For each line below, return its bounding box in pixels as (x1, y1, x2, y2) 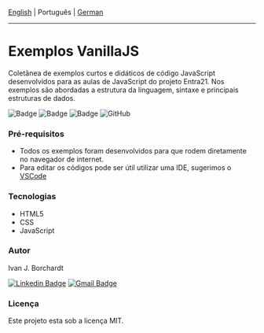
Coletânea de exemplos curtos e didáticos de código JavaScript (8, 68, 216, 78)
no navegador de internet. (19, 154, 104, 165)
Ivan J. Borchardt (8, 263, 64, 272)
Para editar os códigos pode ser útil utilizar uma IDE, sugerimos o (19, 163, 232, 172)
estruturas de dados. (8, 93, 76, 102)
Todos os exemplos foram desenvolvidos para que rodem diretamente (19, 146, 247, 156)
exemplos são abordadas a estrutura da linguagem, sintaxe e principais (8, 85, 239, 94)
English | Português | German (8, 8, 104, 17)
